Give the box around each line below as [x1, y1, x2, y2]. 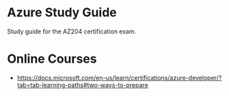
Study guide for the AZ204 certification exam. [7, 27, 137, 35]
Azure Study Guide [7, 5, 118, 20]
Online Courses [7, 51, 97, 67]
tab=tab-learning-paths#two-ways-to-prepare [16, 80, 148, 89]
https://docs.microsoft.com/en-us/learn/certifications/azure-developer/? [16, 74, 222, 82]
